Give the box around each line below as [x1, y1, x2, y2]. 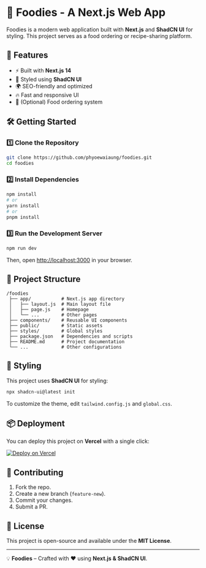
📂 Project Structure [6, 274, 81, 284]
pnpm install [6, 214, 40, 220]
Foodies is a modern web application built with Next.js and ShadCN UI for [6, 26, 193, 33]
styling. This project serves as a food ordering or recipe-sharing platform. [6, 32, 193, 39]
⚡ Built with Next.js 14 [15, 67, 72, 74]
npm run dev [6, 245, 37, 252]
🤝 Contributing [6, 467, 64, 477]
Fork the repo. [15, 483, 51, 491]
